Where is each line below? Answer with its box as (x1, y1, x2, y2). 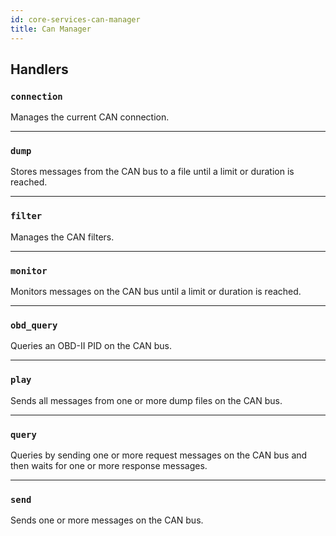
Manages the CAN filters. (10, 231, 115, 243)
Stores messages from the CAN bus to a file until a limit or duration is (10, 166, 295, 178)
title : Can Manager (10, 24, 92, 34)
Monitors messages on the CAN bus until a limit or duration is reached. (10, 286, 302, 298)
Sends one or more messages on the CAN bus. (10, 514, 204, 526)
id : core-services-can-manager (10, 14, 141, 25)
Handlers (10, 61, 69, 78)
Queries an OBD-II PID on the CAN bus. (10, 340, 173, 352)
